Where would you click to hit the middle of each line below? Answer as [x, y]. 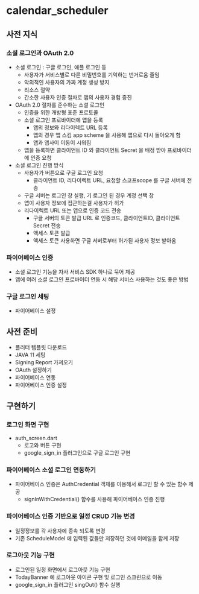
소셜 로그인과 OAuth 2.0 [40, 53]
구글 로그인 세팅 [28, 297]
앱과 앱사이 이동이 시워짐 [62, 142]
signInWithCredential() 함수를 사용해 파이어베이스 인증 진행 [94, 499]
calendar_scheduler [57, 11]
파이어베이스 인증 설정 [41, 385]
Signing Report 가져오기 [44, 362]
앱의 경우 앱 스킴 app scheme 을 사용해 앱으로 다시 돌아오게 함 [107, 135]
